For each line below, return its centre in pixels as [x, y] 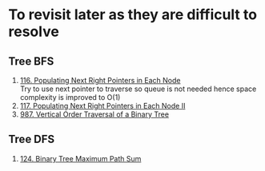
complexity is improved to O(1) [70, 97]
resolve [34, 32]
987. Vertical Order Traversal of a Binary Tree [94, 114]
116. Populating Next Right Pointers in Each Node [100, 80]
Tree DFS [32, 139]
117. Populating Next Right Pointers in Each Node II [102, 106]
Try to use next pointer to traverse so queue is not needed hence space [138, 89]
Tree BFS [31, 61]
